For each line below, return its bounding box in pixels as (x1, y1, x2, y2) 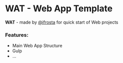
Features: (5, 31, 29, 38)
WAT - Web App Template (5, 3, 113, 14)
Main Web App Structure (12, 43, 62, 49)
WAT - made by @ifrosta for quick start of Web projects (5, 19, 119, 25)
